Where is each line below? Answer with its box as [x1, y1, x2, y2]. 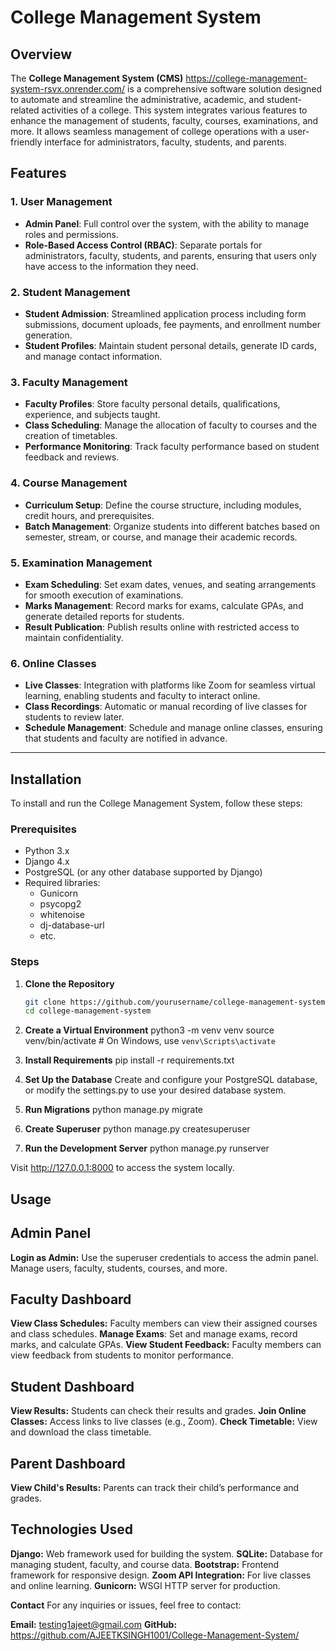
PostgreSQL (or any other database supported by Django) [24, 866, 263, 878]
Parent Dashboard [10, 1455, 126, 1472]
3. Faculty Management [10, 375, 128, 389]
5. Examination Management [10, 556, 153, 570]
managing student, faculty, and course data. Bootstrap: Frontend [10, 1558, 280, 1570]
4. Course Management [10, 476, 128, 490]
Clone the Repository [24, 977, 115, 990]
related [10, 104, 40, 116]
